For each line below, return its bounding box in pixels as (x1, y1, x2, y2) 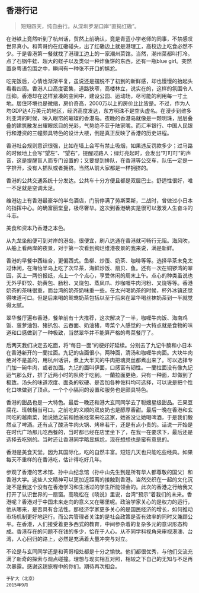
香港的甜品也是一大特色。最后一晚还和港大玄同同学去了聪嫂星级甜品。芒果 (6, 398, 188, 405)
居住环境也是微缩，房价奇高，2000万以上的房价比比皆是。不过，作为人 (16, 100, 191, 107)
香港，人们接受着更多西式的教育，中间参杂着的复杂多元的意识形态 (21, 520, 182, 527)
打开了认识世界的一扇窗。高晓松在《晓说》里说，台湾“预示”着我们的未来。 (6, 490, 188, 497)
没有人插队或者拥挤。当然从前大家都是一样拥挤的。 (26, 164, 152, 171)
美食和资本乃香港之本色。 (6, 224, 69, 232)
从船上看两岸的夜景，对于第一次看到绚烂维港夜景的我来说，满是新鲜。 (6, 244, 178, 251)
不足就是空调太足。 (11, 184, 58, 191)
